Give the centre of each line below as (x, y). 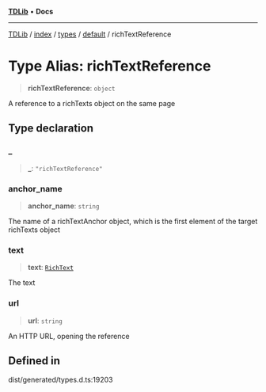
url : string (45, 321)
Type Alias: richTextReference (110, 66)
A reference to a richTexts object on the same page (92, 103)
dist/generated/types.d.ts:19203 (61, 380)
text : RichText (50, 268)
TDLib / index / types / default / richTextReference (90, 34)
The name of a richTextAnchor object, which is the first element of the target (133, 221)
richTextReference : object (72, 88)
